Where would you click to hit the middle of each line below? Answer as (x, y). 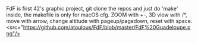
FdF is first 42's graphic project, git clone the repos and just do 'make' (92, 9)
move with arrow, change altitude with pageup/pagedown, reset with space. (99, 21)
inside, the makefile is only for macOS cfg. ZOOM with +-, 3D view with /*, (97, 15)
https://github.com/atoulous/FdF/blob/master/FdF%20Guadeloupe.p (107, 27)
